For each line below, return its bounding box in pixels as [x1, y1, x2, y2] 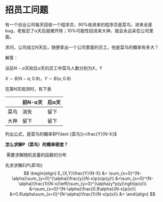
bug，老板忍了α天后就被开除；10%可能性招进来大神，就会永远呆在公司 [5, 27, 150, 33]
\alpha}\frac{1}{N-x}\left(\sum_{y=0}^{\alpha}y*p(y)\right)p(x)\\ [18, 180, 147, 186]
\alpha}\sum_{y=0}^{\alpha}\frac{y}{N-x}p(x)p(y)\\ [11, 175, 114, 181]
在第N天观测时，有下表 [5, 86, 52, 92]
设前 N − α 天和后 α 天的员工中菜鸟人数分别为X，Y [5, 65, 103, 71]
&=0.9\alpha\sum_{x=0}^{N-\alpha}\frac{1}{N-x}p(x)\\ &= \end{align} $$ [9, 191, 156, 197]
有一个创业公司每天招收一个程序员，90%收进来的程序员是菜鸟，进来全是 [5, 22, 153, 27]
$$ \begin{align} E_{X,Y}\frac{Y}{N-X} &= [24, 170, 108, 176]
